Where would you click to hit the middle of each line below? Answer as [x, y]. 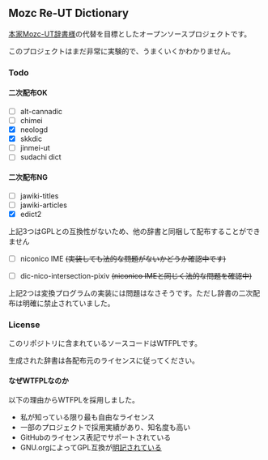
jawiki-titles [39, 196]
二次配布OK [28, 93]
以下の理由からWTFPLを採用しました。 [74, 400]
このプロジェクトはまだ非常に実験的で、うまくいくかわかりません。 [122, 51]
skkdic [31, 139]
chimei [31, 120]
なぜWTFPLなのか [39, 381]
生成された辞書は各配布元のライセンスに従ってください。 [104, 360]
